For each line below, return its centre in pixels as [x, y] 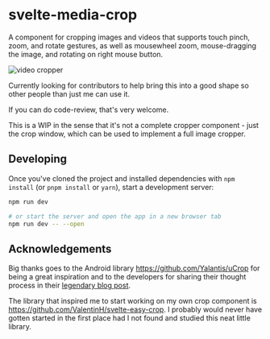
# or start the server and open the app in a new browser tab [115, 216]
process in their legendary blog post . [70, 285]
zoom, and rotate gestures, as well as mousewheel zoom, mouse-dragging [132, 45]
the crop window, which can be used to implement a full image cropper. [127, 134]
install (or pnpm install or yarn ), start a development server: [111, 187]
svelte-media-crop [73, 15]
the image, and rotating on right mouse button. [86, 54]
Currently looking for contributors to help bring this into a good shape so [129, 85]
